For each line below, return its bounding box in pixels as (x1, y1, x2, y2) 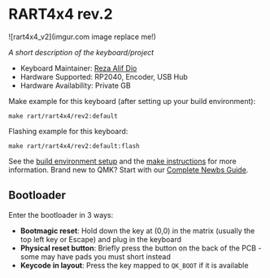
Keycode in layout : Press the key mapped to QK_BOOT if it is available (20, 260, 249, 270)
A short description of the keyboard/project (8, 47, 155, 57)
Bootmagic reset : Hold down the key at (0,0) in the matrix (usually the (20, 225, 255, 236)
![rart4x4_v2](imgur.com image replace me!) (8, 32, 157, 41)
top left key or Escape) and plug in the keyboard (20, 234, 181, 244)
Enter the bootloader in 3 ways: (8, 210, 114, 219)
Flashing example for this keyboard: (8, 126, 128, 136)
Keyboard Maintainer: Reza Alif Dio (20, 63, 137, 73)
